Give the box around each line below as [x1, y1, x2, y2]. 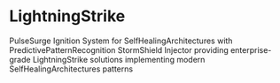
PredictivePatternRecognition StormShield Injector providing [9, 44, 229, 55]
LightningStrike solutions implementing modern [32, 54, 206, 64]
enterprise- [229, 44, 272, 55]
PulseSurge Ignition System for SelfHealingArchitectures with [9, 35, 233, 46]
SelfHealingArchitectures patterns [9, 64, 134, 74]
